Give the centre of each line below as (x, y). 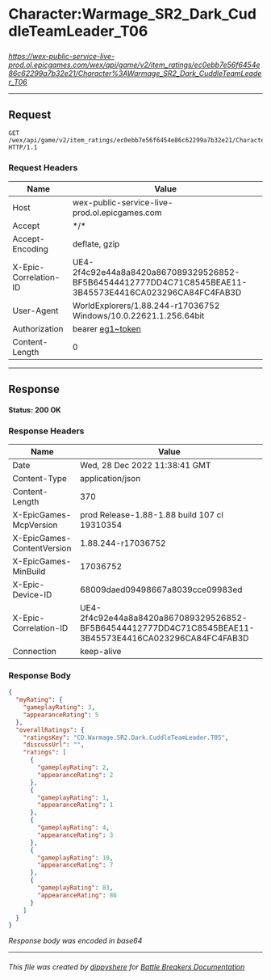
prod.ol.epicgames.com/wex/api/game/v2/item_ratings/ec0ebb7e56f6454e (134, 65)
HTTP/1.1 (23, 148)
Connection (34, 651)
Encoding (30, 249)
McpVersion (35, 525)
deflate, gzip (96, 243)
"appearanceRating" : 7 (75, 865)
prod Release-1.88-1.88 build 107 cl (152, 514)
